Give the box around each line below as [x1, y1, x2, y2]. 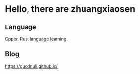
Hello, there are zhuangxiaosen [5, 3, 136, 15]
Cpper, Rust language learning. [5, 36, 68, 42]
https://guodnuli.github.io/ [5, 63, 58, 69]
